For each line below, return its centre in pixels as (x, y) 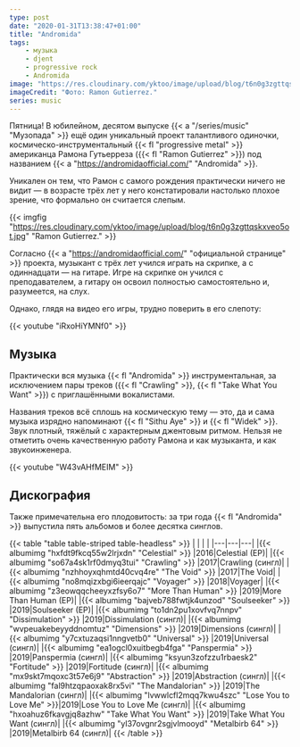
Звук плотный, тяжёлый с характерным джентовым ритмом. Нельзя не (146, 431)
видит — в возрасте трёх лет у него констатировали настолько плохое (145, 191)
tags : (19, 42)
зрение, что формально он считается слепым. (97, 200)
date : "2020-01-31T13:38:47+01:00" (75, 26)
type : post (29, 17)
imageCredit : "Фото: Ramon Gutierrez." (83, 92)
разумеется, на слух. (50, 292)
